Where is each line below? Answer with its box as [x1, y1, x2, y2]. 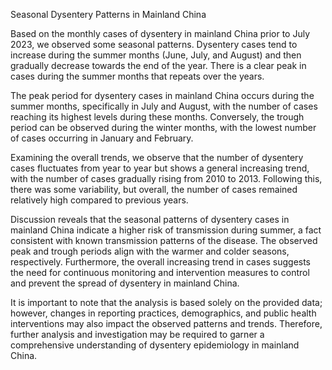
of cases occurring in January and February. [10, 132, 194, 144]
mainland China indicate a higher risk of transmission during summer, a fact [10, 224, 322, 236]
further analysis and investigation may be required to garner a [10, 329, 265, 340]
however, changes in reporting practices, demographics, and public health [10, 307, 317, 319]
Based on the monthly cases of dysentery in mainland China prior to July [10, 28, 311, 39]
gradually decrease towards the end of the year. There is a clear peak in [10, 60, 307, 71]
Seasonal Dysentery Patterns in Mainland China [10, 9, 207, 20]
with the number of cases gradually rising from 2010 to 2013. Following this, [10, 173, 323, 184]
